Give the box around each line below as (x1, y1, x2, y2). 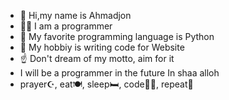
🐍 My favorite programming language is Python (19, 31, 215, 42)
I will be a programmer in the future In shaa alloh (19, 67, 220, 79)
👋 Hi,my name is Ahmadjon (19, 10, 132, 21)
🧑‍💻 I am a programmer (19, 20, 113, 32)
